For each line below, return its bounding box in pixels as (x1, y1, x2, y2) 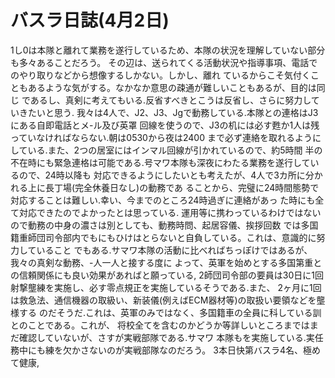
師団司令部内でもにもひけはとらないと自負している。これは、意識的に (27, 231, 317, 243)
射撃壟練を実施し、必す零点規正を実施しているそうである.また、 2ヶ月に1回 (10, 281, 322, 293)
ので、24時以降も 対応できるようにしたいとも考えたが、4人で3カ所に (18, 169, 306, 181)
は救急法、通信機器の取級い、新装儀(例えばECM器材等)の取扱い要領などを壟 (10, 294, 326, 306)
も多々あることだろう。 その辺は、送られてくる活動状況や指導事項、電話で (10, 56, 318, 68)
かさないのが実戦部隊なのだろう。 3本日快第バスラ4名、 (71, 344, 303, 356)
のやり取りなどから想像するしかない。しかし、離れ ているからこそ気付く (10, 69, 311, 81)
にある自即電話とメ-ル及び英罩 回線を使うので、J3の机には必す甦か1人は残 (10, 119, 320, 131)
